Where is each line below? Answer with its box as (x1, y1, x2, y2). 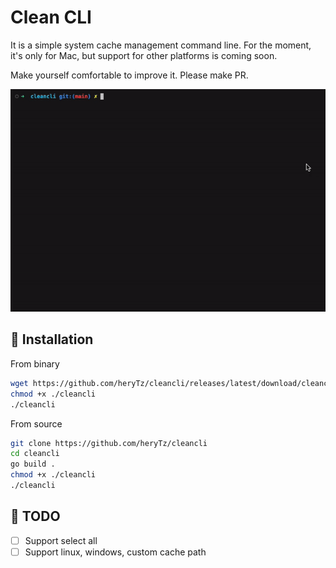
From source (10, 417, 63, 430)
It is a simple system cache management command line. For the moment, (10, 39, 312, 51)
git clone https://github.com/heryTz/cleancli (10, 438, 208, 448)
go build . (10, 459, 56, 470)
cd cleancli (10, 449, 60, 459)
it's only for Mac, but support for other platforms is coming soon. (10, 49, 278, 61)
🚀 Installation (10, 331, 94, 348)
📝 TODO (10, 508, 61, 525)
